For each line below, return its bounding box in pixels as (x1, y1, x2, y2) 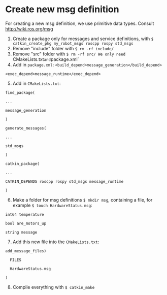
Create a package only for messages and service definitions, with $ (12, 36, 154, 42)
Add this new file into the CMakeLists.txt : (12, 239, 99, 245)
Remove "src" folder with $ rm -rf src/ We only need (12, 51, 126, 57)
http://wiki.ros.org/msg (5, 25, 53, 31)
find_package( (5, 90, 36, 95)
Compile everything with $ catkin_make (12, 284, 95, 290)
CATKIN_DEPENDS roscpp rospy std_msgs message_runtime (5, 179, 124, 184)
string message (5, 230, 38, 235)
